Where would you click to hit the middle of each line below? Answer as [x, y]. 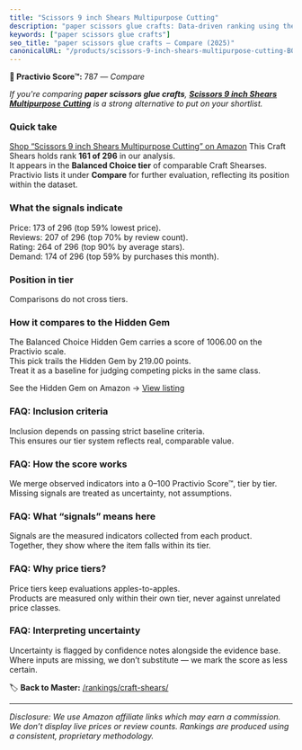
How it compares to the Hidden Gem [90, 322]
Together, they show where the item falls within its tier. [110, 546]
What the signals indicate [66, 208]
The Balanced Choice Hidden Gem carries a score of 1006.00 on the [136, 342]
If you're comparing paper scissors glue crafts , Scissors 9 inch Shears [143, 94]
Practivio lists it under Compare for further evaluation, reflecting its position [149, 175]
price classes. [35, 607]
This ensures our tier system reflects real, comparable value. [122, 441]
